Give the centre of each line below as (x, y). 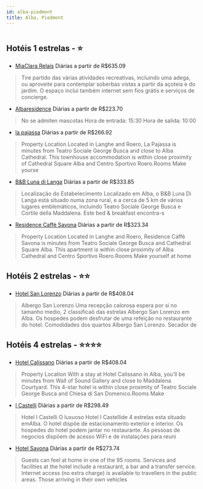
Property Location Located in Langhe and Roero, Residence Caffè (103, 237)
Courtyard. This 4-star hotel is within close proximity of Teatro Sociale (109, 387)
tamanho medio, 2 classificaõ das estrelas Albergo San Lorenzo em (105, 312)
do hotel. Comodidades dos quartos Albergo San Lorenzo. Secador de (109, 325)
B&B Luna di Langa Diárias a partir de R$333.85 (75, 182)
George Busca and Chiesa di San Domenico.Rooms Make (93, 394)
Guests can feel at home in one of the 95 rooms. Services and (98, 460)
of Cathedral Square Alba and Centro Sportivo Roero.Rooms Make (104, 164)
